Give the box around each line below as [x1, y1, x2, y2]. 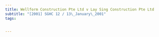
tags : [5, 16, 16, 21]
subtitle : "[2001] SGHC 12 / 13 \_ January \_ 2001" [5, 12, 106, 16]
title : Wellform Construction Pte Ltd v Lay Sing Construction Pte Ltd [5, 7, 154, 12]
